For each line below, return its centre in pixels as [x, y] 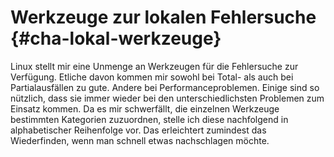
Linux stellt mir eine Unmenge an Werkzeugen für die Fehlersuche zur [154, 66]
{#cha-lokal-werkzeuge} [116, 38]
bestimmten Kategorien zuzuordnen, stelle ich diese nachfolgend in [149, 119]
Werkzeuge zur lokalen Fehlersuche [163, 17]
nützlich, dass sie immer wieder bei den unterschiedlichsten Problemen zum [167, 98]
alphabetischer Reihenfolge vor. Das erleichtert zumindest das [138, 130]
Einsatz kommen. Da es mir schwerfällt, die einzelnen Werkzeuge [145, 108]
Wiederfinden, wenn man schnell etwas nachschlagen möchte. [140, 140]
